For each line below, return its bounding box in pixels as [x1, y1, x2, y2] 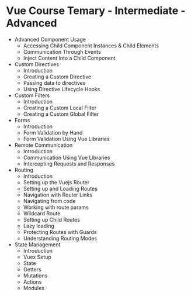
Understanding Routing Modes [23, 235, 98, 242]
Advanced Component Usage [14, 36, 86, 43]
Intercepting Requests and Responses [23, 160, 115, 167]
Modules [23, 284, 45, 291]
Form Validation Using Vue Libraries [23, 135, 110, 142]
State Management [14, 241, 61, 248]
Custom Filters [14, 92, 50, 99]
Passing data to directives [23, 79, 86, 86]
